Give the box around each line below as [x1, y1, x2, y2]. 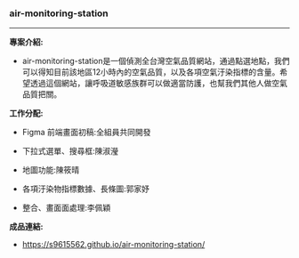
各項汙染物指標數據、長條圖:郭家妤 [21, 183, 149, 194]
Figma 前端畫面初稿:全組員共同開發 [21, 127, 151, 138]
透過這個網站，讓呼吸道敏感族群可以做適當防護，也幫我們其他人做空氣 [29, 78, 287, 89]
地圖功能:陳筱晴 [21, 165, 80, 175]
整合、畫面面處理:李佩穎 [21, 203, 111, 214]
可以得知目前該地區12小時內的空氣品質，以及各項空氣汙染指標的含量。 [21, 67, 280, 77]
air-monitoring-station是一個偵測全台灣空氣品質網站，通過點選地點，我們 [21, 56, 290, 67]
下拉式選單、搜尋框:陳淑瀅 [21, 146, 118, 157]
